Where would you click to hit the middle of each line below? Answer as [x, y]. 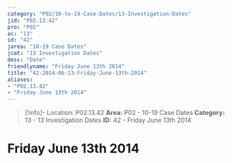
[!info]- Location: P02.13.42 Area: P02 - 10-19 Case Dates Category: [124, 113]
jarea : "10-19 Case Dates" [47, 47]
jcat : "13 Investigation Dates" [55, 54]
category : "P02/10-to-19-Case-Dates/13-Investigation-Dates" [99, 14]
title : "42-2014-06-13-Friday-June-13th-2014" [77, 73]
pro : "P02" [23, 27]
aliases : [20, 79]
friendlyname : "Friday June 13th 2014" [66, 66]
